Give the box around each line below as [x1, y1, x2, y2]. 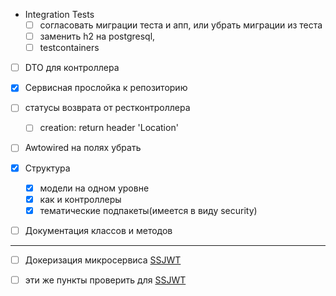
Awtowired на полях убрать [24, 142, 142, 154]
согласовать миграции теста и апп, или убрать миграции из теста [39, 19, 323, 31]
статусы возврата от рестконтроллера [24, 102, 191, 114]
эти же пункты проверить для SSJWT [24, 274, 187, 286]
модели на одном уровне [39, 182, 150, 194]
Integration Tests [24, 9, 95, 20]
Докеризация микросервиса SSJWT [24, 254, 182, 266]
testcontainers [39, 42, 100, 54]
